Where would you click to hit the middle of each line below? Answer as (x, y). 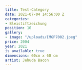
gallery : (14, 33)
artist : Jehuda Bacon (27, 60)
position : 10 (18, 28)
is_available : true (25, 51)
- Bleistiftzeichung (26, 23)
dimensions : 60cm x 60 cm (31, 55)
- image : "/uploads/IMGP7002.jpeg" (41, 37)
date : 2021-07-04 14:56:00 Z (35, 14)
